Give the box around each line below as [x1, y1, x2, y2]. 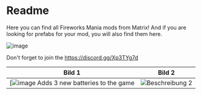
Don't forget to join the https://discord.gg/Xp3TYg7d [6, 54, 139, 61]
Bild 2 [158, 68, 176, 77]
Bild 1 [63, 68, 81, 77]
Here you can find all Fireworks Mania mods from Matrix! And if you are [6, 24, 187, 31]
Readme [6, 4, 50, 18]
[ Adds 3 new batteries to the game [9, 79, 135, 87]
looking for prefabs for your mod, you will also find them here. [6, 30, 162, 37]
